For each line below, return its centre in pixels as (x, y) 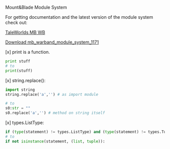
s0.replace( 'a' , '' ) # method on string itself (55, 113)
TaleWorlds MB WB (25, 32)
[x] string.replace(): (25, 80)
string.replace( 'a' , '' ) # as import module (52, 94)
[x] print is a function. (28, 52)
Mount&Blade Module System (36, 7)
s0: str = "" (18, 108)
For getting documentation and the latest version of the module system (79, 17)
